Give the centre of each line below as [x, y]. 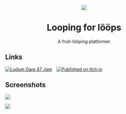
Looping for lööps [84, 28]
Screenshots [25, 85]
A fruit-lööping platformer [84, 41]
